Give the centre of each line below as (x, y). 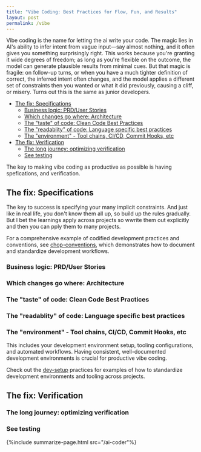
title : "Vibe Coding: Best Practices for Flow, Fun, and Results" (92, 12)
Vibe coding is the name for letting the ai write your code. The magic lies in (100, 41)
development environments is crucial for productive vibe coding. (87, 358)
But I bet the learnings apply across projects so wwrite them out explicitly (98, 220)
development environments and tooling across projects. (76, 376)
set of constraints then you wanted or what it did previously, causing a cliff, (100, 86)
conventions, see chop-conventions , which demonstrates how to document (100, 245)
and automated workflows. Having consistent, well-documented (86, 352)
